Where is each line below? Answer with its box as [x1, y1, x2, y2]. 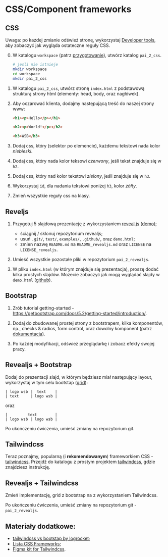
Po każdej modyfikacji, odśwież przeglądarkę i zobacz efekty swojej [12, 340, 155, 346]
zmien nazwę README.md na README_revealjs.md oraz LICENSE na [20, 241, 152, 247]
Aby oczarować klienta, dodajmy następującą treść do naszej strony [12, 100, 154, 107]
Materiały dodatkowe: [5, 522, 76, 531]
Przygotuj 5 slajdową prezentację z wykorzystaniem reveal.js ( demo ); [12, 221, 157, 227]
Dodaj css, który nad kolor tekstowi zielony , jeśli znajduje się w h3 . [12, 173, 150, 179]
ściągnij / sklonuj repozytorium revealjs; [20, 230, 103, 236]
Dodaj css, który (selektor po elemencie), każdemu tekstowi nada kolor [12, 143, 160, 149]
